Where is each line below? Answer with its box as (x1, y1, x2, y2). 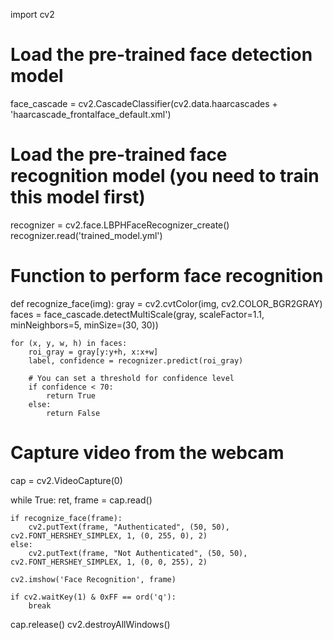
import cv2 (10, 9, 55, 20)
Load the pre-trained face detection (10, 44, 313, 66)
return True (46, 390, 97, 401)
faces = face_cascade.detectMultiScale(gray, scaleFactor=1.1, (10, 308, 265, 320)
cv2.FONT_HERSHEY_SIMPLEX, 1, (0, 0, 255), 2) (10, 557, 208, 567)
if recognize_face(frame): (10, 513, 123, 523)
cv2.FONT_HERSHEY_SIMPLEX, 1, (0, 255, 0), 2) (10, 530, 208, 541)
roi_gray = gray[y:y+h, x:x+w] (28, 347, 159, 357)
